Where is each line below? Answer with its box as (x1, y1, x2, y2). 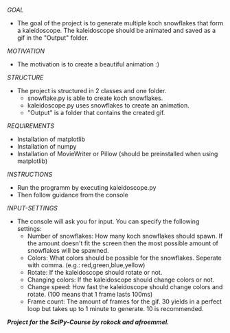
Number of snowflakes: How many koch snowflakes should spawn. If (27, 232, 223, 240)
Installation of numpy (16, 143, 77, 150)
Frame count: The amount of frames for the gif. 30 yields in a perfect (27, 297, 222, 306)
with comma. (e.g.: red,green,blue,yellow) (27, 261, 146, 269)
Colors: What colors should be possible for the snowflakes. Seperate (27, 254, 222, 262)
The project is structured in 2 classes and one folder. (16, 87, 167, 95)
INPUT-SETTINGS (7, 204, 58, 212)
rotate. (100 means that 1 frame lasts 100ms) (27, 291, 153, 298)
